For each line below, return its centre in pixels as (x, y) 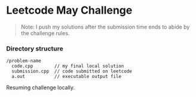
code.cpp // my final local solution (68, 66)
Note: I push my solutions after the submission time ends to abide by (105, 27)
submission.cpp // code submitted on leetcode (72, 71)
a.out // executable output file (66, 77)
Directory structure (35, 48)
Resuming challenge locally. (41, 87)
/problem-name (24, 61)
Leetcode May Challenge (69, 10)
